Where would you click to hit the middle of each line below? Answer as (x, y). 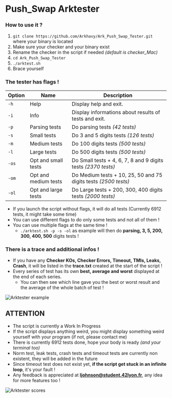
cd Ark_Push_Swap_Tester (39, 58)
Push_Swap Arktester (52, 9)
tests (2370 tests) (93, 166)
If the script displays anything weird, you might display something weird (89, 331)
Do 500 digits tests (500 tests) (109, 152)
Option (16, 95)
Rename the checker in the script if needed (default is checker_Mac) (85, 52)
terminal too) (26, 348)
